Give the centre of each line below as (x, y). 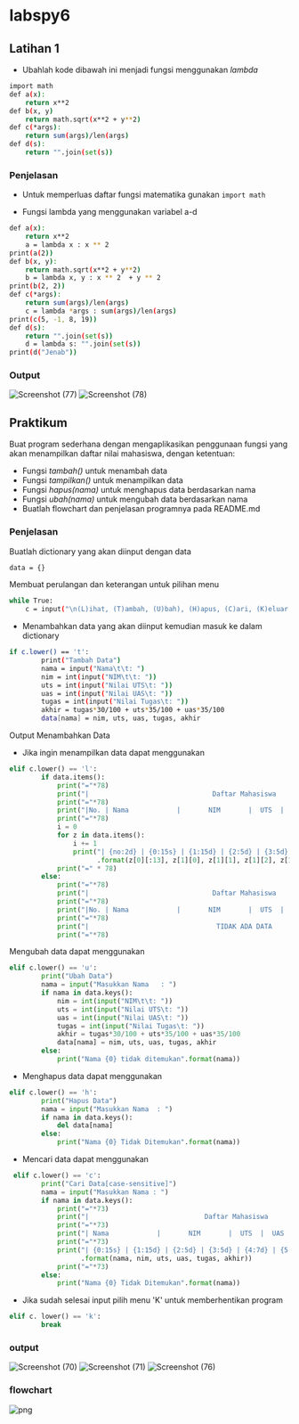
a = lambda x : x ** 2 (67, 245)
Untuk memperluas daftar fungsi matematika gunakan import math (144, 195)
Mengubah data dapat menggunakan (77, 952)
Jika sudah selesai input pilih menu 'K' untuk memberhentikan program (152, 1300)
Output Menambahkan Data (60, 735)
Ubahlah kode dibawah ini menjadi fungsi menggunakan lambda (140, 70)
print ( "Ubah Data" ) (77, 977)
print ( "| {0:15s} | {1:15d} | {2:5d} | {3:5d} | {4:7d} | (166, 1250)
